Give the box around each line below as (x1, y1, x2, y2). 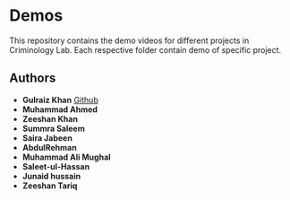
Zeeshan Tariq (21, 180, 78, 191)
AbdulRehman (21, 142, 78, 152)
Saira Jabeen (21, 132, 73, 143)
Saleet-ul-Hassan (21, 161, 90, 171)
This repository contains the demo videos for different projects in (9, 35, 250, 46)
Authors (9, 71, 56, 86)
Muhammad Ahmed (21, 104, 98, 115)
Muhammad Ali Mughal (21, 152, 111, 162)
